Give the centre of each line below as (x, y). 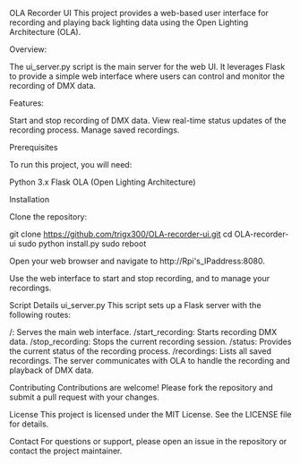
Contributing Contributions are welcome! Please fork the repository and (141, 387)
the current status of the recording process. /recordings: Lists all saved (140, 351)
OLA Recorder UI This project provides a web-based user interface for (139, 13)
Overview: (28, 49)
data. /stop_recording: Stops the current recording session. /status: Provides (150, 341)
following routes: (40, 314)
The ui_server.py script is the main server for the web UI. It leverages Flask (147, 67)
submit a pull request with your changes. (84, 397)
